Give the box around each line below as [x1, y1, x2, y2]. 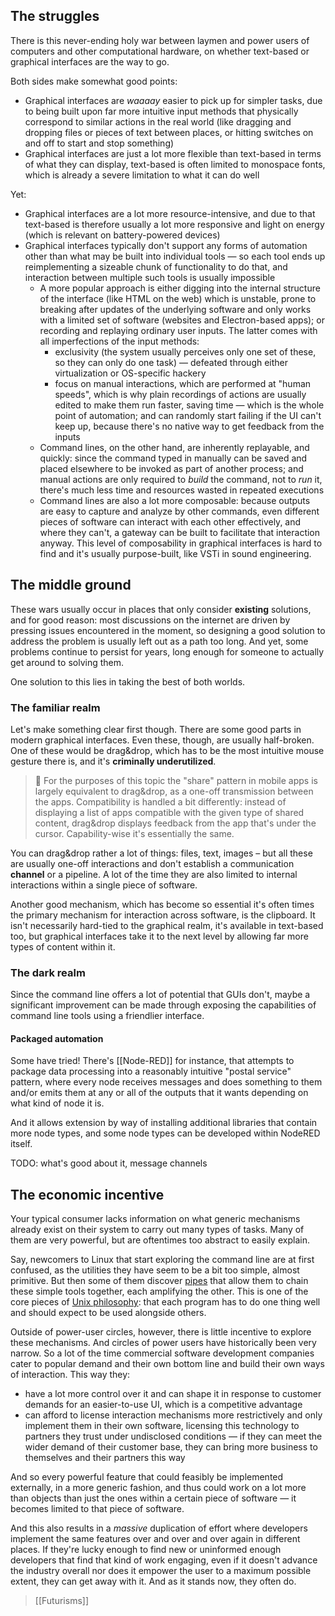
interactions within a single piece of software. [10, 879, 198, 891]
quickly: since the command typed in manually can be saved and [39, 452, 308, 464]
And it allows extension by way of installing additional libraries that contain [10, 1117, 318, 1129]
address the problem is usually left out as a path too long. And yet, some [10, 635, 309, 647]
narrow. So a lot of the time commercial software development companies [10, 1347, 315, 1359]
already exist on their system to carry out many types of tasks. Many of [10, 1224, 305, 1236]
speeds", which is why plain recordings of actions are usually [54, 388, 307, 400]
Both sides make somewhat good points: [10, 75, 178, 87]
